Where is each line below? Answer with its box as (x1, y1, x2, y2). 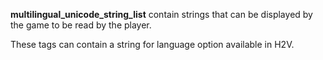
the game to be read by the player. (10, 19, 152, 31)
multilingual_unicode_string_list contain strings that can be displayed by (10, 9, 313, 20)
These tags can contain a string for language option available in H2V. (10, 39, 295, 50)
